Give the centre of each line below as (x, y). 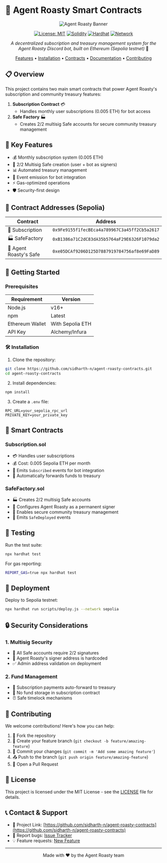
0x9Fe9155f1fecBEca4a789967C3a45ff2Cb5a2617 (106, 230)
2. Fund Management (32, 676)
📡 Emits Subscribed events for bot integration (58, 470)
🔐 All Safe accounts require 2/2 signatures (56, 653)
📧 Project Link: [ (29, 825)
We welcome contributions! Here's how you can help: (60, 726)
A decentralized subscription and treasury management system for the (83, 43)
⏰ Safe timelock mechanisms (42, 698)
